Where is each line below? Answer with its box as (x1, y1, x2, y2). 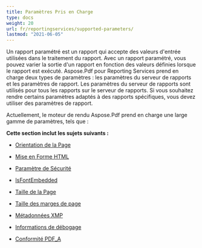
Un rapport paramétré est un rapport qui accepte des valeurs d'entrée (6, 48, 181, 55)
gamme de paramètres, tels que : (6, 118, 89, 125)
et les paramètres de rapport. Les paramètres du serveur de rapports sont (6, 80, 191, 88)
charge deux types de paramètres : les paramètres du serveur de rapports (6, 74, 192, 81)
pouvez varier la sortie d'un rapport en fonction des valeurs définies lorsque (6, 61, 197, 69)
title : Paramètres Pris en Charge (6, 8, 94, 15)
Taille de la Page (15, 189, 56, 196)
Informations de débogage (15, 224, 82, 231)
